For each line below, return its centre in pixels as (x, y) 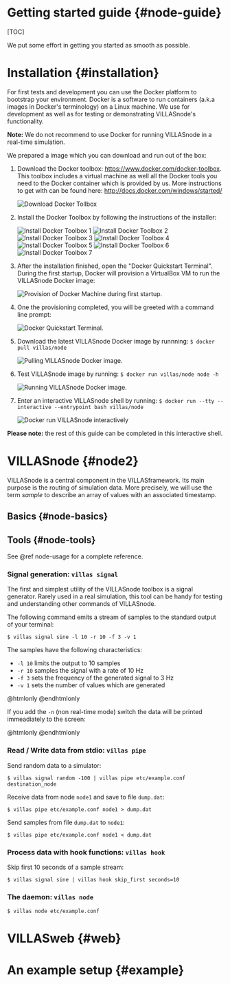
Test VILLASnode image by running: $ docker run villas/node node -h (118, 374)
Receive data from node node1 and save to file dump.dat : (86, 797)
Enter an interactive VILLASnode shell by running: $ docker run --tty (116, 400)
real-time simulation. (36, 142)
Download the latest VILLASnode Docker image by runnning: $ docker (116, 341)
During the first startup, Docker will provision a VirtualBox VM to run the (118, 273)
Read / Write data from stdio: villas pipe (77, 751)
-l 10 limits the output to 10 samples (69, 663)
